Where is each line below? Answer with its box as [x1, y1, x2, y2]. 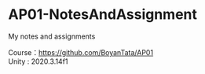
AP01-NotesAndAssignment [8, 6, 198, 24]
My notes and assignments [8, 31, 96, 41]
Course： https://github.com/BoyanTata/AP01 [8, 47, 154, 57]
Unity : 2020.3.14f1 [8, 57, 68, 66]
